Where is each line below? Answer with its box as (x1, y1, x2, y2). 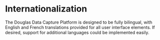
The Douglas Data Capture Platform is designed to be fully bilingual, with (5, 19, 153, 25)
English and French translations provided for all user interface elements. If (5, 24, 155, 30)
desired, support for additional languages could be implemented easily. (5, 29, 149, 35)
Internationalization (5, 3, 87, 14)
